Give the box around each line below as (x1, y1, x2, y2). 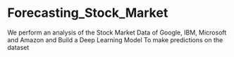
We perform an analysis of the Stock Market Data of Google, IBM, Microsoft (7, 28, 227, 37)
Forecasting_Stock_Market (7, 5, 168, 21)
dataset (7, 43, 30, 51)
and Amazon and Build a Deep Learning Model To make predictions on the (7, 35, 223, 44)
